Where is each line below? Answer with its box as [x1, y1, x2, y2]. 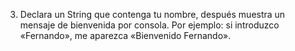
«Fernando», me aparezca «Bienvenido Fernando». [19, 30, 232, 41]
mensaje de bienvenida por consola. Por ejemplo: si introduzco [19, 19, 280, 31]
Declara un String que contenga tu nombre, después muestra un [19, 9, 286, 20]
